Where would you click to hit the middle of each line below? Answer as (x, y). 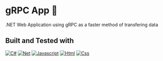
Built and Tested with (40, 41)
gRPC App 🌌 (31, 11)
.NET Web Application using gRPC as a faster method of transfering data (82, 25)
